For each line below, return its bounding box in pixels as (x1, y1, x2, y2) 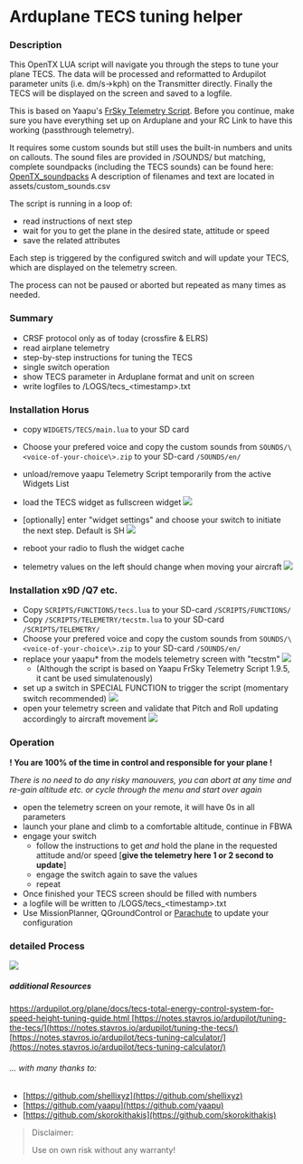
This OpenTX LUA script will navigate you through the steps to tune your (9, 59, 279, 70)
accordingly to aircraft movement (22, 713, 147, 725)
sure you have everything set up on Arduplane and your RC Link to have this (9, 115, 293, 126)
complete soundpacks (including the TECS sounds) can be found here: (9, 161, 274, 173)
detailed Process (9, 940, 86, 952)
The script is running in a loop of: (9, 198, 133, 209)
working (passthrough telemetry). (9, 125, 135, 136)
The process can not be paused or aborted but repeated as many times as (9, 280, 287, 291)
